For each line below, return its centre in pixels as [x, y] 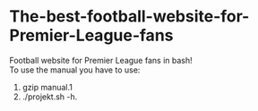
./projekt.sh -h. [50, 97]
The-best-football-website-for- [129, 17]
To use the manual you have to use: [75, 70]
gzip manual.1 [47, 87]
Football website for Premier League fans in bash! [101, 60]
